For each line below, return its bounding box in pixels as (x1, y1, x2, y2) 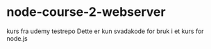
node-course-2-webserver (6, 4, 166, 20)
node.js (6, 34, 28, 42)
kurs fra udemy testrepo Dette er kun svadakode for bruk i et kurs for (6, 27, 204, 35)
